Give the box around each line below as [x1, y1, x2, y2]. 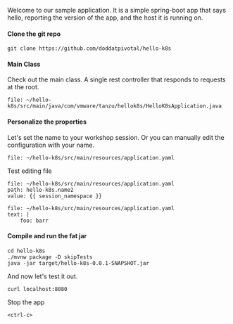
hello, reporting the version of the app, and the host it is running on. [7, 13, 203, 22]
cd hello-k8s [7, 247, 46, 254]
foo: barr [20, 217, 49, 224]
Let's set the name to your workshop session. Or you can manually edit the [7, 133, 225, 141]
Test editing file [7, 167, 53, 175]
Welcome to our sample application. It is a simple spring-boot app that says [7, 6, 227, 14]
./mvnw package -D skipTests [7, 253, 93, 261]
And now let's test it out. [7, 272, 78, 280]
